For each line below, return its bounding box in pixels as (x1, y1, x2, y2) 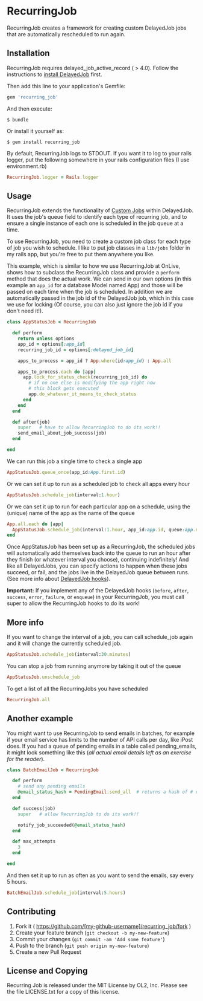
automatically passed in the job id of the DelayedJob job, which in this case (7, 294, 194, 302)
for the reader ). (7, 755, 45, 762)
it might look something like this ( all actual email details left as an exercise (7, 748, 192, 756)
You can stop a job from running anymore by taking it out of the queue (7, 662, 181, 669)
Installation (7, 48, 50, 59)
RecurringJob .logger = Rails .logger (7, 174, 99, 180)
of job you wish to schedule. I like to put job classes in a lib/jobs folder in (7, 244, 190, 251)
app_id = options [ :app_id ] (17, 341, 86, 347)
